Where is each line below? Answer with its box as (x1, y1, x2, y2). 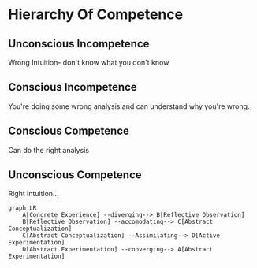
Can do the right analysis (8, 145, 89, 154)
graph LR (8, 204, 37, 212)
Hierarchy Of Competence (8, 6, 184, 24)
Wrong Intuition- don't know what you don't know (8, 58, 169, 67)
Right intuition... (8, 189, 59, 199)
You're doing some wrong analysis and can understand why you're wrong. (8, 101, 250, 111)
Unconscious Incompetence (8, 37, 150, 50)
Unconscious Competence (8, 168, 142, 182)
